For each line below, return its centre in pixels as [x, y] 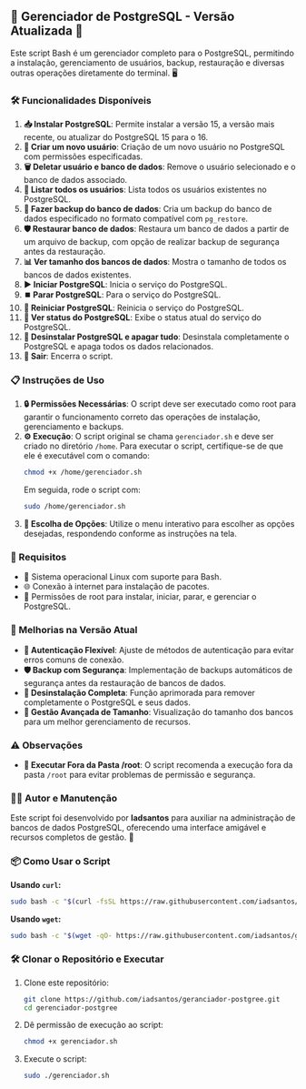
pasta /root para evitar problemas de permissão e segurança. [139, 775]
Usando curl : [36, 884]
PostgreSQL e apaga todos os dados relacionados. [118, 347]
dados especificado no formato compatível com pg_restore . [136, 218]
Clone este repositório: [66, 983]
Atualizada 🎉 [47, 31]
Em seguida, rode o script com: [82, 490]
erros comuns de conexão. [74, 660]
